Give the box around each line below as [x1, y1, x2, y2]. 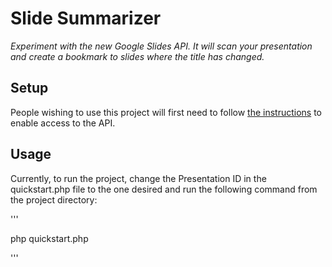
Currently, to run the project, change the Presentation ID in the [10, 172, 267, 184]
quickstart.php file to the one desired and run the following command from [10, 183, 318, 195]
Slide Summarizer [10, 7, 162, 30]
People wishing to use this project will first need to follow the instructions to [10, 106, 323, 118]
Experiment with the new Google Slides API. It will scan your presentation [10, 40, 313, 52]
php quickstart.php [10, 232, 89, 244]
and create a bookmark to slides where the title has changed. [10, 50, 265, 62]
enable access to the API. [10, 117, 116, 129]
